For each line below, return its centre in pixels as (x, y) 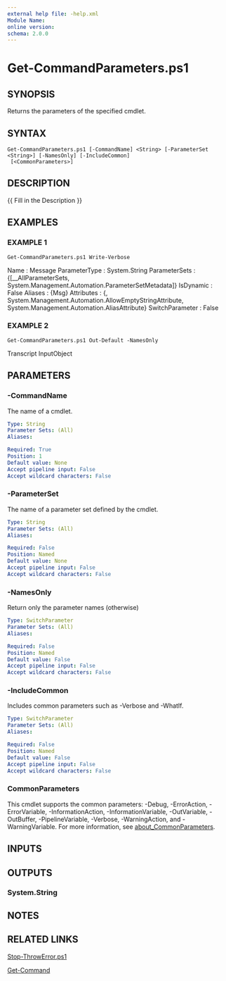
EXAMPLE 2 (28, 326)
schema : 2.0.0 (28, 33)
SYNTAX (27, 133)
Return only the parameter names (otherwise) (73, 608)
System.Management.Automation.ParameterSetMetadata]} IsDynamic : (110, 285)
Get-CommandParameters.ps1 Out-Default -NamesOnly (83, 340)
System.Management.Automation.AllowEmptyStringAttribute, (95, 300)
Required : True (29, 450)
